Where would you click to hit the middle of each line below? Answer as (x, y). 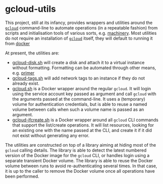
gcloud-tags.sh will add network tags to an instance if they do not (79, 78)
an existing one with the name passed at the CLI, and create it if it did (82, 130)
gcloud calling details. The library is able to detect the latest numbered (76, 150)
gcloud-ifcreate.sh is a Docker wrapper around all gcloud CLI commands (85, 120)
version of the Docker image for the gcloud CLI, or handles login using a (77, 155)
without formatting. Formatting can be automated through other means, (84, 68)
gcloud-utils (31, 9)
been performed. (22, 176)
